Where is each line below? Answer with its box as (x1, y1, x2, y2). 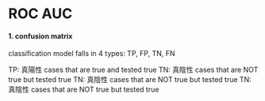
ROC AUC (8, 5, 73, 23)
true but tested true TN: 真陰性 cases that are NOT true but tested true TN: (8, 75, 252, 84)
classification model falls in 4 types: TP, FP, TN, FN (8, 49, 175, 58)
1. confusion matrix (8, 31, 73, 40)
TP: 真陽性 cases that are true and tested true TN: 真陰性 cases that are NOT (8, 65, 259, 75)
